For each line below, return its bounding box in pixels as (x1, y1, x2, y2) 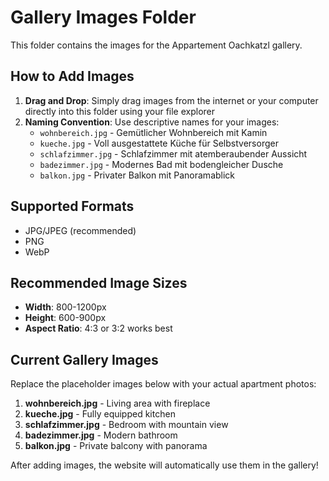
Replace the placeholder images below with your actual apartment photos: (10, 378, 317, 390)
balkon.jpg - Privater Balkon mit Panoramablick (39, 169, 236, 181)
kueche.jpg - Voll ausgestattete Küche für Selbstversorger (39, 137, 279, 149)
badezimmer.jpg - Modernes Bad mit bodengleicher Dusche (39, 158, 284, 170)
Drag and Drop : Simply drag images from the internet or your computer (24, 94, 319, 106)
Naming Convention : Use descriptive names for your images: (24, 116, 280, 128)
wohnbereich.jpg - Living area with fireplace (24, 397, 211, 410)
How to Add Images (10, 68, 135, 85)
